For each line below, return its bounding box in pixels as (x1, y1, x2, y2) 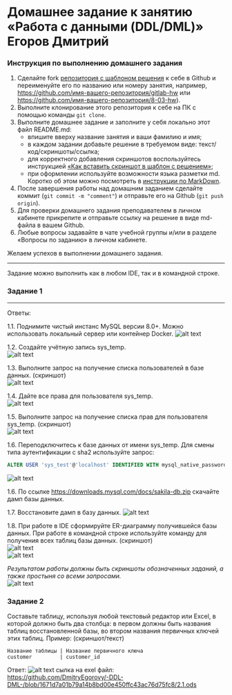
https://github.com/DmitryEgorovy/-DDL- (7, 673, 124, 681)
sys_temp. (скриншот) (7, 419, 71, 428)
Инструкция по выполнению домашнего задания (7, 58, 183, 68)
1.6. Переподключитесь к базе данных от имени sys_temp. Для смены (7, 440, 215, 449)
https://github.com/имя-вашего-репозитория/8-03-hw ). (17, 96, 181, 105)
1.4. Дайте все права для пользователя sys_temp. (7, 392, 153, 400)
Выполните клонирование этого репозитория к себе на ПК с (17, 103, 197, 111)
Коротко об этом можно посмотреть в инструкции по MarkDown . (27, 177, 221, 186)
